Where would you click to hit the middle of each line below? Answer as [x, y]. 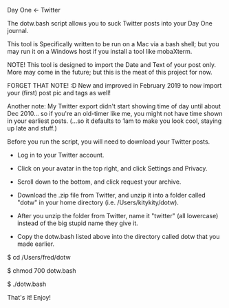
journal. [18, 31]
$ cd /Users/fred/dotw [39, 257]
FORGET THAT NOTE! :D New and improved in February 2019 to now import [115, 85]
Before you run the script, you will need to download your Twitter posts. [109, 142]
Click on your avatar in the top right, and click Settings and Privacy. [112, 168]
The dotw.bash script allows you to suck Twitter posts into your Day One [110, 23]
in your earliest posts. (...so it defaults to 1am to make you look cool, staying [115, 121]
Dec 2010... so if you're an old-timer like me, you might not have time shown [115, 114]
